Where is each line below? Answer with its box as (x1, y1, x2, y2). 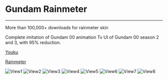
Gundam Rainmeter (5, 3, 87, 15)
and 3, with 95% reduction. (5, 39, 61, 45)
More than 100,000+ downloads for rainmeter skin (5, 24, 108, 30)
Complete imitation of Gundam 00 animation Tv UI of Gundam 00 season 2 (5, 34, 159, 40)
